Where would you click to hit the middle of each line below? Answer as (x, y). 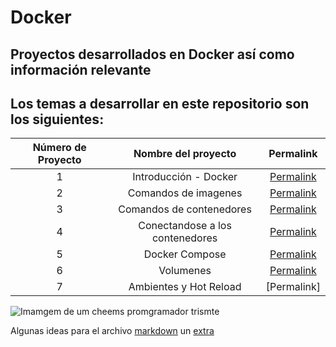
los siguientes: (57, 119)
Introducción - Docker (185, 177)
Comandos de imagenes (185, 193)
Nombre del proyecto (185, 154)
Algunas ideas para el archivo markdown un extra (112, 331)
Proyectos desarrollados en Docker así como (152, 54)
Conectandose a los (185, 226)
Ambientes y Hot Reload (185, 287)
